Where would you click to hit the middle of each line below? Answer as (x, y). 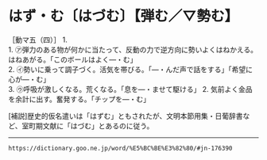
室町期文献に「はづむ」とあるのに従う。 (88, 126)
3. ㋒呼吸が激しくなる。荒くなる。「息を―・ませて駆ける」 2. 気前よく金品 (130, 89)
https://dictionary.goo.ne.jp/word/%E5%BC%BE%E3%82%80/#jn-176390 (120, 148)
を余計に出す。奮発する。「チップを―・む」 (79, 99)
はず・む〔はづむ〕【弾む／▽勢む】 (124, 16)
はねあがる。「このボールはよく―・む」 (73, 59)
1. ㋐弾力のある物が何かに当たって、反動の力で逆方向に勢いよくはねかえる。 (133, 49)
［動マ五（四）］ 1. (38, 40)
